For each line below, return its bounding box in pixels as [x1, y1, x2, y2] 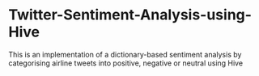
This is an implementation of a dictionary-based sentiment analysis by [8, 49, 242, 59]
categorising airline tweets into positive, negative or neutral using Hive [8, 58, 244, 68]
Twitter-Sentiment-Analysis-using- [8, 6, 253, 24]
